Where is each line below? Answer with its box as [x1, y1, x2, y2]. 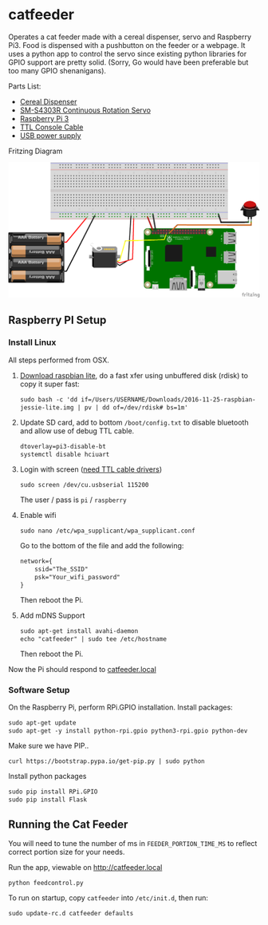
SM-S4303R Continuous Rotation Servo [19, 105, 152, 115]
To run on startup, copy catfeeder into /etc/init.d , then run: [8, 892, 209, 903]
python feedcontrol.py [8, 879, 84, 887]
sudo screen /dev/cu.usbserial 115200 [19, 480, 149, 488]
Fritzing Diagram [8, 146, 63, 156]
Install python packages [8, 772, 87, 781]
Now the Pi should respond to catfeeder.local [8, 664, 157, 674]
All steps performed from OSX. [8, 355, 110, 365]
